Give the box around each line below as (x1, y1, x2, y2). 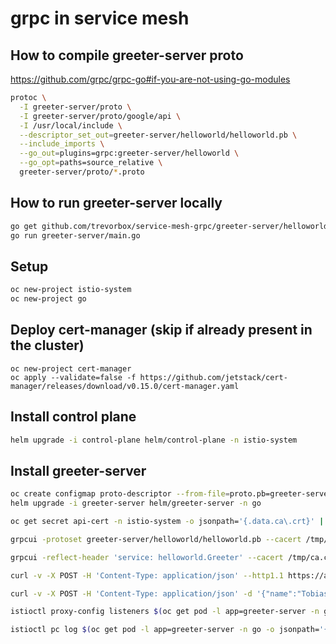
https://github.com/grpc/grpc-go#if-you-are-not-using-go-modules (10, 73, 291, 85)
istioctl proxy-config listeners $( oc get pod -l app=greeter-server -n (10, 607, 320, 617)
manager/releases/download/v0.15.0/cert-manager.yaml (10, 381, 240, 391)
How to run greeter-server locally (10, 195, 223, 212)
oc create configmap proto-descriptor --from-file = (10, 489, 230, 499)
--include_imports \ (19, 139, 105, 149)
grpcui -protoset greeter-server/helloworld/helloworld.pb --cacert (10, 534, 302, 544)
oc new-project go (10, 294, 87, 304)
